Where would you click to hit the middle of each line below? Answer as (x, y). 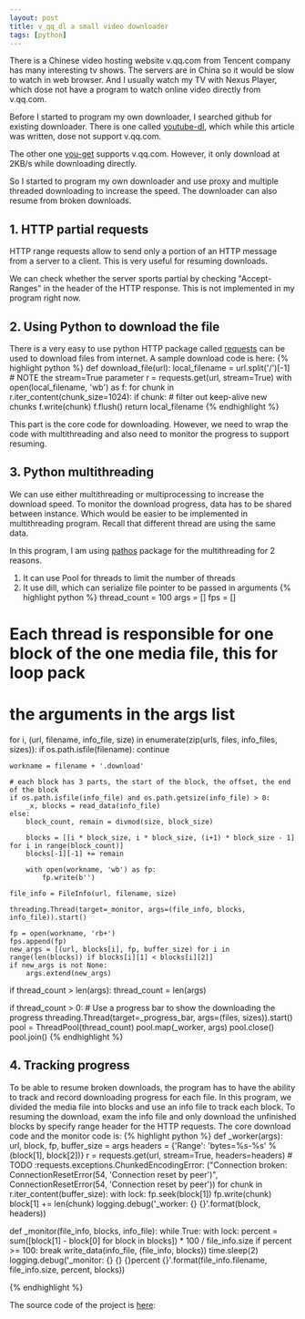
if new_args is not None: (58, 965)
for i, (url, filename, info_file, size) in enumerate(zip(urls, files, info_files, (143, 740)
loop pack (48, 673)
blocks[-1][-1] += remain (75, 854)
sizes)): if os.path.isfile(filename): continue (90, 749)
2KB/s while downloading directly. (73, 164)
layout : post (34, 18)
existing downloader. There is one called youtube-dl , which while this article (152, 127)
